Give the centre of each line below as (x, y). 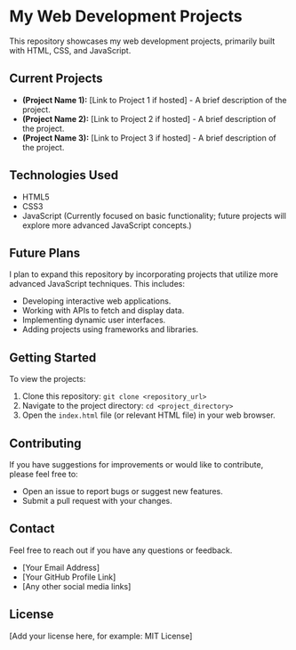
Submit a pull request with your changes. (97, 501)
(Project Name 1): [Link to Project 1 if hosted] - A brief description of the (154, 100)
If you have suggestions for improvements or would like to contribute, (136, 464)
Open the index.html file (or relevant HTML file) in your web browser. (148, 415)
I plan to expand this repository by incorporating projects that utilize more (144, 274)
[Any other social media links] (76, 586)
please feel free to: (44, 474)
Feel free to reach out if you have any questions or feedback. (121, 550)
